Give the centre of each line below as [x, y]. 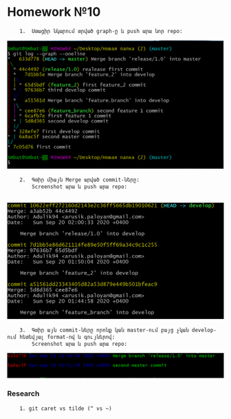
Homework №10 [54, 12]
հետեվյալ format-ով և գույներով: [67, 337]
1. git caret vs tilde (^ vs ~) [66, 409]
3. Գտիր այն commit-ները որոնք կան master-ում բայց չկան [104, 330]
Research [23, 394]
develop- [204, 330]
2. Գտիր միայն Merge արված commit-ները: [79, 180]
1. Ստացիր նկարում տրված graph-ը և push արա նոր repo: [101, 31]
